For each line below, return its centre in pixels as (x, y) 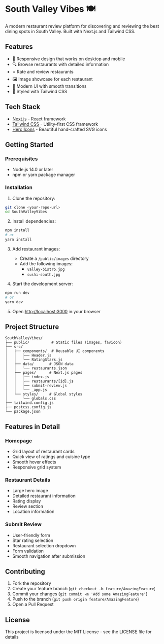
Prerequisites (21, 159)
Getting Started (29, 145)
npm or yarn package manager (44, 175)
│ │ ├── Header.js (28, 356)
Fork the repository (32, 583)
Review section (28, 506)
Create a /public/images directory (54, 258)
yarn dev (14, 302)
